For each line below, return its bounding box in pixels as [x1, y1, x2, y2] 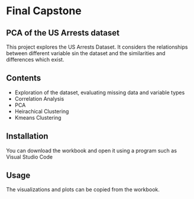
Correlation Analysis [14, 95, 64, 102]
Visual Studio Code [6, 153, 53, 161]
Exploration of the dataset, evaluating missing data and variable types [14, 89, 185, 96]
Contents [6, 73, 41, 84]
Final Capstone [6, 4, 82, 18]
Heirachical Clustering [14, 108, 69, 115]
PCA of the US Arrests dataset [6, 28, 120, 38]
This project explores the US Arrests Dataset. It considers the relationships [6, 43, 188, 50]
